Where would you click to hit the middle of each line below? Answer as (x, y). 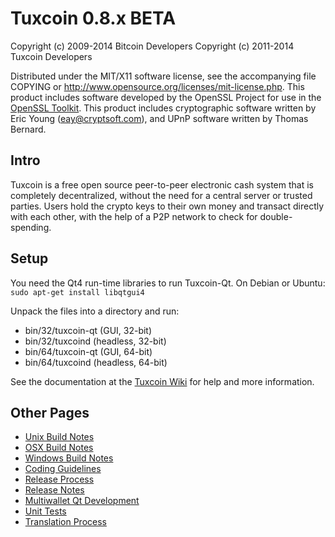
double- (276, 216)
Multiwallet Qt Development (82, 501)
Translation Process (65, 522)
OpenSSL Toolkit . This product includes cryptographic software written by (163, 108)
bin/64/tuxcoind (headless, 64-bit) (96, 362)
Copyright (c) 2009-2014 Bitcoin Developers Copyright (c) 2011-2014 (152, 46)
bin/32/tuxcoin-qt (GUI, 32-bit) (88, 330)
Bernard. (28, 129)
